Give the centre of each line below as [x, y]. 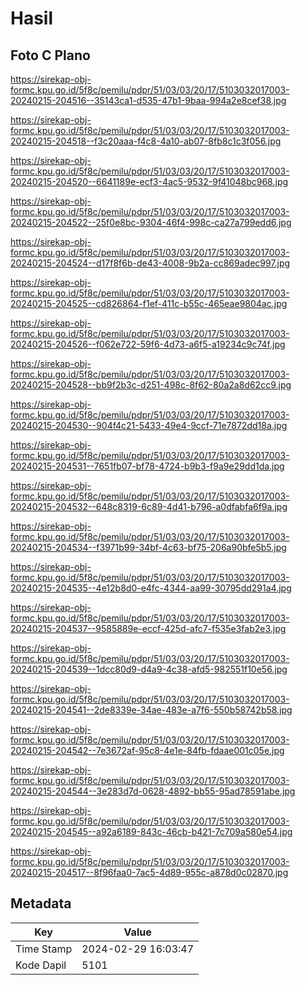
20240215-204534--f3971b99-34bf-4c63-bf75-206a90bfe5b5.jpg [148, 547]
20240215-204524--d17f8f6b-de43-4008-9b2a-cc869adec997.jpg [150, 263]
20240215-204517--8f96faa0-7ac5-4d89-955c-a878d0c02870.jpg [149, 872]
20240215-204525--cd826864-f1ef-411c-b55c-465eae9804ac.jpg [149, 303]
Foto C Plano [50, 55]
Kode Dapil [41, 965]
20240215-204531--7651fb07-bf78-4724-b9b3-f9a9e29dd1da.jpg [147, 466]
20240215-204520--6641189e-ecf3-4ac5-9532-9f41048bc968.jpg [149, 181]
